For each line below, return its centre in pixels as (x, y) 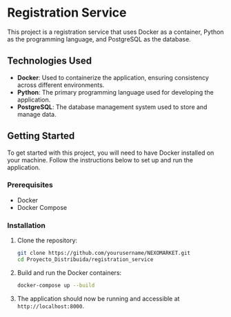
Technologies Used (49, 61)
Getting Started (41, 136)
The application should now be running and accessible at (98, 298)
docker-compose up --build (56, 285)
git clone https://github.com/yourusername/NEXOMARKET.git (104, 253)
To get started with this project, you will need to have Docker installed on (111, 153)
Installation (27, 225)
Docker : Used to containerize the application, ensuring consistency (113, 77)
